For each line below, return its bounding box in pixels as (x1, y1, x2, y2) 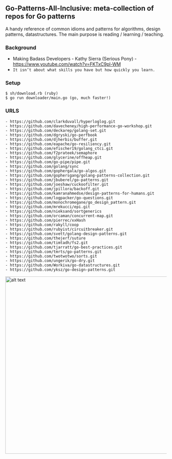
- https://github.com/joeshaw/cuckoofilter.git (5, 182, 109, 187)
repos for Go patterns (5, 12, 75, 21)
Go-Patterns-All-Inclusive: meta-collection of (5, 4, 154, 13)
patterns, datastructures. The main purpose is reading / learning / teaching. (5, 31, 164, 37)
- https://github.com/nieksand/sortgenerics (5, 209, 102, 214)
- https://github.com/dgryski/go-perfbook (5, 132, 97, 137)
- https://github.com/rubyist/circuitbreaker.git (5, 227, 114, 232)
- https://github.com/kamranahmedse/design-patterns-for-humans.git (5, 191, 155, 196)
